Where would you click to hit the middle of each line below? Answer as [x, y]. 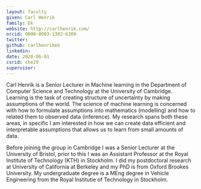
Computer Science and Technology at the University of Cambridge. [89, 91]
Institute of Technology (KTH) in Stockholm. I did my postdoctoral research [99, 161]
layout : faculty [26, 12]
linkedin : [19, 51]
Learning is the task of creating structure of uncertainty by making [88, 98]
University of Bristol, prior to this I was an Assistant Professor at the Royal [97, 154]
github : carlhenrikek [33, 46]
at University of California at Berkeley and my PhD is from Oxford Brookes [97, 167]
